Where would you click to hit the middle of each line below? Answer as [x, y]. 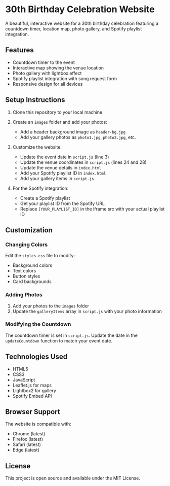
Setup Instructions [35, 100]
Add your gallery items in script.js [57, 178]
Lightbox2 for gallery [34, 390]
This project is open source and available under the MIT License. [73, 478]
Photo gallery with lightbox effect [47, 73]
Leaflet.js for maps [32, 385]
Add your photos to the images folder [51, 306]
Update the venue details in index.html [61, 167]
